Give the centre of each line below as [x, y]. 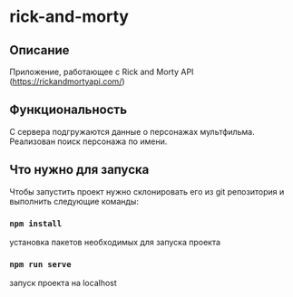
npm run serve [40, 264]
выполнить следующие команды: [74, 201]
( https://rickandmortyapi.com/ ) [67, 81]
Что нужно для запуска [79, 170]
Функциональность [68, 110]
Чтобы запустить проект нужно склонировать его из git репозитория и [147, 191]
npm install [36, 223]
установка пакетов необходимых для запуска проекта [115, 242]
